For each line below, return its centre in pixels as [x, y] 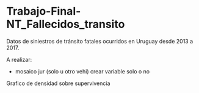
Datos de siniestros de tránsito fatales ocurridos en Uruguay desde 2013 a [100, 41]
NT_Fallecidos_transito [66, 24]
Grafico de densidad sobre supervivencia [58, 83]
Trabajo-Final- [44, 11]
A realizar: [19, 59]
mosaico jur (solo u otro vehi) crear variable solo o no [82, 71]
